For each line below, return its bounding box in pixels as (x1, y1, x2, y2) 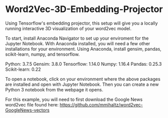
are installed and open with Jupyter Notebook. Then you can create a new (5, 81, 159, 87)
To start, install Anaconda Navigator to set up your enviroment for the (5, 35, 149, 41)
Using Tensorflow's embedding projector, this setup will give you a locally (5, 20, 158, 26)
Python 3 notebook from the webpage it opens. (5, 86, 104, 92)
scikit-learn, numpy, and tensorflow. (5, 51, 80, 57)
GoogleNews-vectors (5, 107, 50, 113)
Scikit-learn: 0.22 (5, 66, 41, 72)
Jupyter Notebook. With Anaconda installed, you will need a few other (5, 40, 150, 46)
